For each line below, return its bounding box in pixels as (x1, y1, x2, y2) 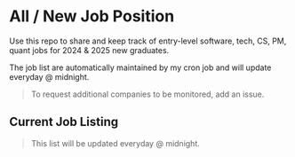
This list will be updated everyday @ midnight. (30, 137, 200, 148)
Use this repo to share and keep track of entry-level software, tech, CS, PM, (9, 35, 287, 46)
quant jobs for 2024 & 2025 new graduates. (9, 44, 170, 55)
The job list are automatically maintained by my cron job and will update (9, 62, 272, 73)
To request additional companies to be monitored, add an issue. (30, 89, 265, 99)
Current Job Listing (9, 114, 119, 130)
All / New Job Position (9, 6, 175, 27)
